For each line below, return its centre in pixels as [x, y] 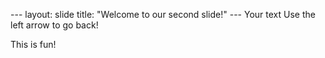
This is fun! [33, 44]
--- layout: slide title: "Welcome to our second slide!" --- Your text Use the [163, 14]
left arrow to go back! [54, 25]
